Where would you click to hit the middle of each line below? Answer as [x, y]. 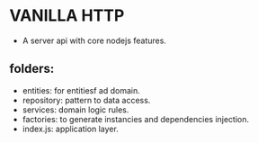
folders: [32, 69]
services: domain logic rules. [76, 110]
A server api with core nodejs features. [94, 40]
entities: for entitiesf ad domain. [81, 90]
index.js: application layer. [70, 129]
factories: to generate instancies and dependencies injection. [136, 119]
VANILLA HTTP [67, 16]
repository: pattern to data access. [86, 100]
